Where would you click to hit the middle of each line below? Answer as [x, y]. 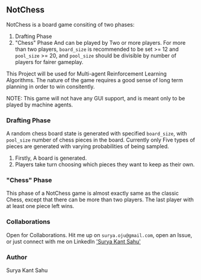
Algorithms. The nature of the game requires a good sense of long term [95, 80]
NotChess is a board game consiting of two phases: [70, 24]
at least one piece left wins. [40, 206]
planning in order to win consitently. [51, 86]
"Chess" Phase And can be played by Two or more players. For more [100, 42]
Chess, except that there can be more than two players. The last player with [100, 200]
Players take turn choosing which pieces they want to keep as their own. [105, 164]
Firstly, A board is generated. [51, 158]
